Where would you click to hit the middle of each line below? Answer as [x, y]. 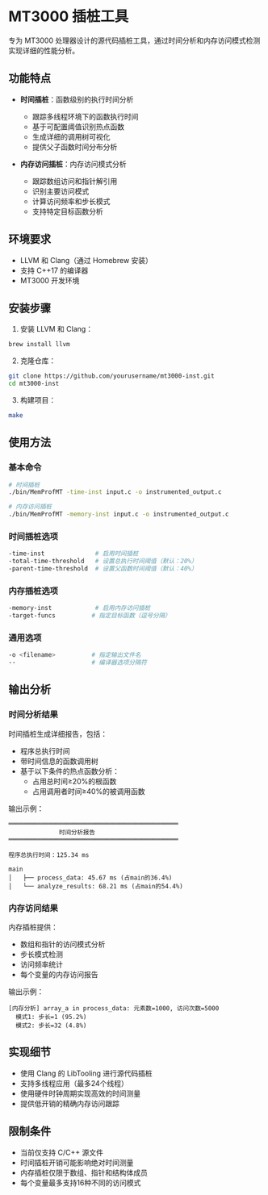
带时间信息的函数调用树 [59, 761]
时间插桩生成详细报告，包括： [58, 733]
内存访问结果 [33, 908]
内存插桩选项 [33, 591]
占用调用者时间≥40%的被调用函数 [88, 791]
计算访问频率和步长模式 [71, 201]
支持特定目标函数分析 [67, 211]
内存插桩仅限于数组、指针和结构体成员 [84, 1172]
